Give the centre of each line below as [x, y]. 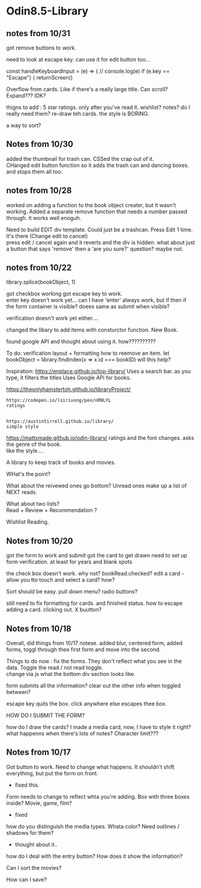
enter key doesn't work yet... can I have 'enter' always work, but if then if [96, 300]
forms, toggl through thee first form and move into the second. [83, 649]
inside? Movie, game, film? [39, 803]
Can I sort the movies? [34, 868]
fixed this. [27, 785]
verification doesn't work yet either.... [52, 318]
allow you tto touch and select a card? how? [61, 580]
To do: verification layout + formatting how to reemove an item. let [88, 353]
